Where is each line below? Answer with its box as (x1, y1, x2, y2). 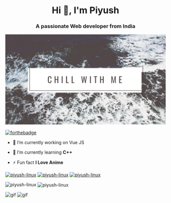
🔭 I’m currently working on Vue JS (12, 139, 84, 145)
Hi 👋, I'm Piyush (51, 5, 120, 16)
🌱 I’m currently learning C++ (12, 149, 73, 155)
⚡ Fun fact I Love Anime (12, 159, 64, 165)
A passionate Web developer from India (35, 23, 136, 30)
